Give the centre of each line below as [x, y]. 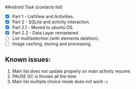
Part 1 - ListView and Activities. [43, 16]
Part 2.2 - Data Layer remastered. [46, 33]
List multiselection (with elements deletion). [56, 38]
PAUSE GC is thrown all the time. [45, 76]
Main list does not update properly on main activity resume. [71, 71]
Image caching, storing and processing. [52, 44]
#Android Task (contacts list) [34, 7]
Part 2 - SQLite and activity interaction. [51, 22]
